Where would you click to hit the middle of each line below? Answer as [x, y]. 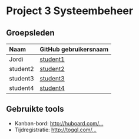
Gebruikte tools [35, 109]
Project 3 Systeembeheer [70, 11]
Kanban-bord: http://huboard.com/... [59, 123]
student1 [52, 59]
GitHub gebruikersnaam [74, 49]
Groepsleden [30, 33]
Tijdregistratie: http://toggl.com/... [56, 130]
